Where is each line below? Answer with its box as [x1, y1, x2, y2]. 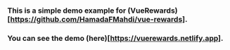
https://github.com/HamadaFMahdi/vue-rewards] [10, 14, 186, 24]
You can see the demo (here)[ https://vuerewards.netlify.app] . [7, 33, 224, 43]
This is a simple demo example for [7, 6, 127, 15]
